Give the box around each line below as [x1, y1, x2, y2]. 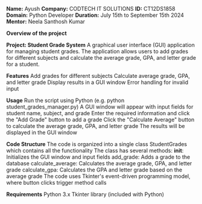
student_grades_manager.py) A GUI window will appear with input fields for [6, 103, 194, 110]
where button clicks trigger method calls [6, 179, 107, 186]
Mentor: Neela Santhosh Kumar [6, 18, 86, 25]
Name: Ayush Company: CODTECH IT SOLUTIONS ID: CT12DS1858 [6, 5, 176, 12]
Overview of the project [6, 30, 68, 37]
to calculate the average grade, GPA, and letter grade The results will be [6, 123, 185, 129]
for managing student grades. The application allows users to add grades [6, 48, 189, 55]
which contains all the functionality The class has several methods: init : [6, 147, 184, 154]
